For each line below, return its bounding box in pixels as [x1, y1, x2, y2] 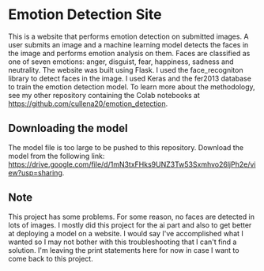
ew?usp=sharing [8, 167, 63, 177]
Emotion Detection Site [8, 6, 162, 24]
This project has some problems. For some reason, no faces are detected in [8, 212, 255, 221]
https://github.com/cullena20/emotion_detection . [8, 99, 168, 108]
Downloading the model [8, 122, 128, 135]
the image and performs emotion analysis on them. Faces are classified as [8, 48, 251, 58]
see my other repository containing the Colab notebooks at [8, 90, 200, 100]
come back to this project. [8, 254, 93, 263]
